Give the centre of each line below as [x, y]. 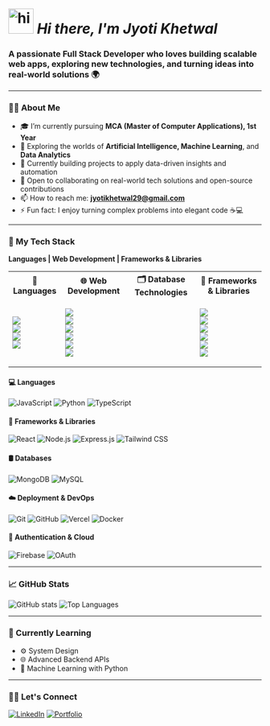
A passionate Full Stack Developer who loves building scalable [133, 54]
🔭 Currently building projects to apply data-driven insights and [123, 163]
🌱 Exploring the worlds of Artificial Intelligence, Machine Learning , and [139, 146]
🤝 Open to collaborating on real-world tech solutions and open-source [136, 180]
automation [39, 171]
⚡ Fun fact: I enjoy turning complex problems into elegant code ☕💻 [131, 210]
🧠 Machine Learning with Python [74, 668]
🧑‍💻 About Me [34, 108]
